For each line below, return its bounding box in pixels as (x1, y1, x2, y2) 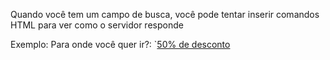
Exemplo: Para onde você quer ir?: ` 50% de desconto (10, 39, 231, 50)
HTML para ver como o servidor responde (10, 19, 184, 31)
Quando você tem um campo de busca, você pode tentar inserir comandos (10, 9, 320, 20)
